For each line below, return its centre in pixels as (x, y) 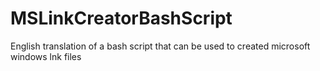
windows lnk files (46, 56)
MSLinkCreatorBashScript (121, 18)
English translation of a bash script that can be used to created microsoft (160, 46)
